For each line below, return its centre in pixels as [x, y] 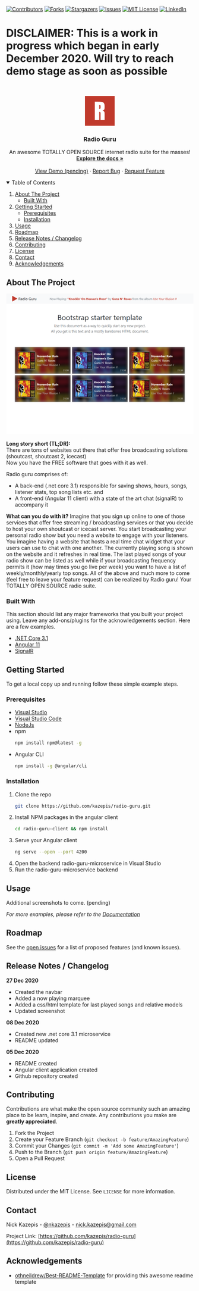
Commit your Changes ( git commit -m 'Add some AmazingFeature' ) [97, 1146]
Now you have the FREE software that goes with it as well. [77, 463]
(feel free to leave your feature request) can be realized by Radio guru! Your [99, 580]
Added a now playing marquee [52, 998]
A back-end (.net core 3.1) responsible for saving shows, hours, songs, [101, 486]
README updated [37, 1040]
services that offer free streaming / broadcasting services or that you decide [100, 523]
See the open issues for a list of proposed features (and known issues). [94, 947]
